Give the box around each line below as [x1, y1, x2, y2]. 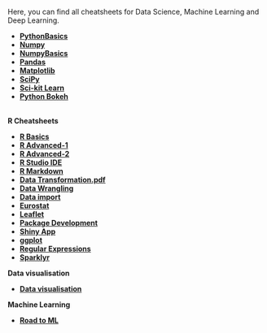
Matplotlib [19, 66, 55, 76]
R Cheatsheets [7, 116, 59, 125]
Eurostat [19, 201, 50, 210]
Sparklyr [19, 253, 50, 262]
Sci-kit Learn [19, 83, 64, 93]
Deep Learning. [7, 15, 60, 25]
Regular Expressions [19, 244, 91, 253]
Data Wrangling [19, 184, 74, 193]
